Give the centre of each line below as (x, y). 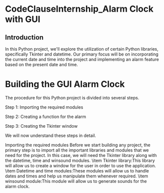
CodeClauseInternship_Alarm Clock (79, 9)
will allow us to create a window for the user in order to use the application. (81, 165)
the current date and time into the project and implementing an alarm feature (82, 59)
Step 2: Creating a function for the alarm (46, 116)
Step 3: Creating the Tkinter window (41, 126)
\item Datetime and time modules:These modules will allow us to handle (77, 171)
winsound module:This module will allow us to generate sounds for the (76, 181)
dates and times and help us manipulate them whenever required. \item (77, 176)
